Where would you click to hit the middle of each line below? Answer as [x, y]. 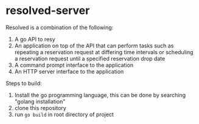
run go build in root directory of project [64, 114]
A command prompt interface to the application [74, 65]
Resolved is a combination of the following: [60, 27]
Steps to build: [24, 83]
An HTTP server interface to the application [69, 71]
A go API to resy [35, 39]
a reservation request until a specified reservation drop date [90, 58]
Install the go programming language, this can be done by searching [100, 95]
